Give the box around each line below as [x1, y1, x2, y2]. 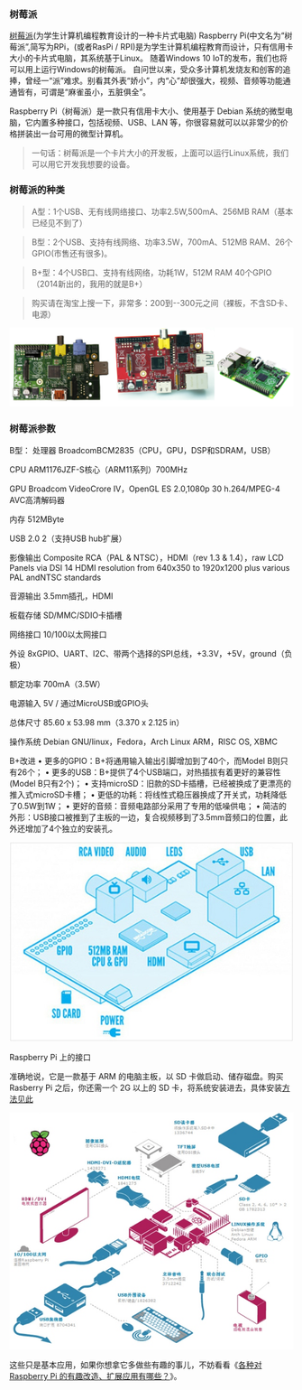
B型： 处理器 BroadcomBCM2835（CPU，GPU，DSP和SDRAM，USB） [9, 444, 276, 455]
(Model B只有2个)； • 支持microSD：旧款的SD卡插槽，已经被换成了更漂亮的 [9, 778, 292, 788]
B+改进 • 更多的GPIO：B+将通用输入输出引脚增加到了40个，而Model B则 [9, 755, 281, 766]
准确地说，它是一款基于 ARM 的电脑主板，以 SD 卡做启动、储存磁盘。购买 [9, 1071, 284, 1082]
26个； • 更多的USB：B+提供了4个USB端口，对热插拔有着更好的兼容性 [16, 766, 281, 778]
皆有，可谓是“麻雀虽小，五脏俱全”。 [16, 87, 151, 98]
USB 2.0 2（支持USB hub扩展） [9, 533, 127, 544]
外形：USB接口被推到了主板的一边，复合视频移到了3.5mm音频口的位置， [9, 811, 280, 823]
